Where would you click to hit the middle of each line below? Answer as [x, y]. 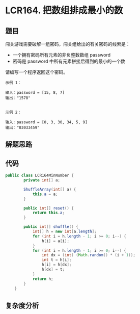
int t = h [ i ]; [57, 260]
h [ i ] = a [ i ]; [55, 241]
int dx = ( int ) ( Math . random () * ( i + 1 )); [89, 255]
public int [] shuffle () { [51, 227]
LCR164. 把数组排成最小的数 [64, 10]
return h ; [43, 279]
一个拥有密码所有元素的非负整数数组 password [62, 55]
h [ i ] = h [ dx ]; [57, 265]
